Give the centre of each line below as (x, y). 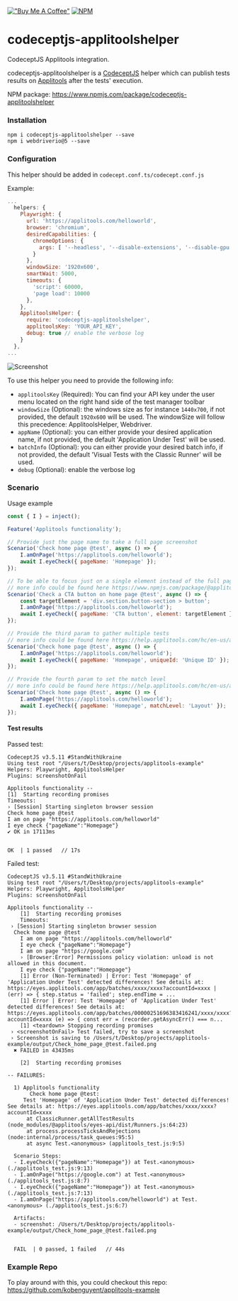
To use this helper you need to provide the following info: (90, 380)
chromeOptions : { (58, 241)
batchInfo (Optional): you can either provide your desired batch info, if (120, 446)
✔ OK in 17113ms (31, 831)
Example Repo (33, 1267)
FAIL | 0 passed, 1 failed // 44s (69, 1249)
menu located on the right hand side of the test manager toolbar (111, 402)
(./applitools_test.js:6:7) (87, 1206)
